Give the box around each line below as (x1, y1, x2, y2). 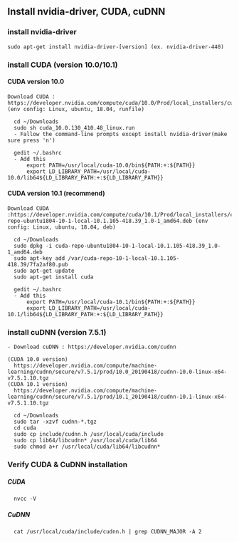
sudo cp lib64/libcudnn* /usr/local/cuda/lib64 (14, 437, 158, 444)
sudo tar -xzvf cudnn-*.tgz (14, 418, 97, 426)
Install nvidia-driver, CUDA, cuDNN (7, 6, 166, 18)
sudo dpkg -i (14, 242, 53, 250)
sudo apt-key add (14, 255, 65, 262)
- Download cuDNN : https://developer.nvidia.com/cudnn (7, 343, 176, 351)
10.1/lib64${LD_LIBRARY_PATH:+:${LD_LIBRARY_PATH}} (7, 311, 164, 318)
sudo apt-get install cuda (14, 273, 94, 281)
